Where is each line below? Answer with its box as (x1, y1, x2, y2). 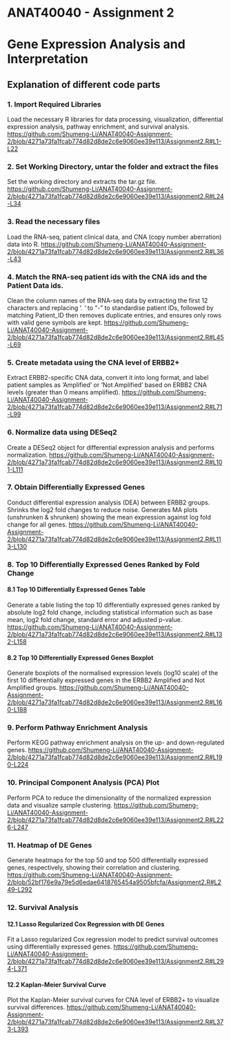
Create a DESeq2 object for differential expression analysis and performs (7, 443, 215, 451)
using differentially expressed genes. (7, 942, 112, 951)
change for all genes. (7, 520, 68, 529)
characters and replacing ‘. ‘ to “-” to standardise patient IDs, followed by (7, 303, 214, 312)
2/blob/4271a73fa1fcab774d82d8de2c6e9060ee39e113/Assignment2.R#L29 (7, 957, 224, 966)
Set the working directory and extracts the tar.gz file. (7, 178, 157, 186)
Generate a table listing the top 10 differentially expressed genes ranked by (7, 601, 221, 609)
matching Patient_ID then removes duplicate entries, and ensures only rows (7, 311, 222, 319)
